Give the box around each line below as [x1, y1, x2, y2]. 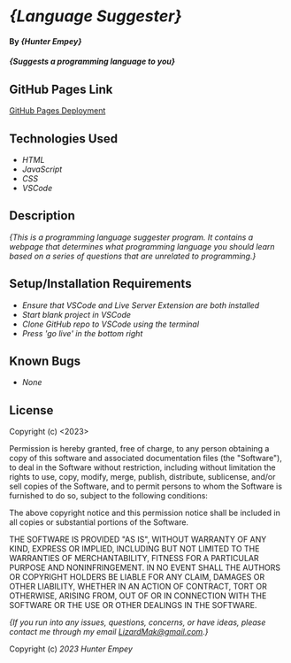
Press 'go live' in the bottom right [21, 328, 143, 338]
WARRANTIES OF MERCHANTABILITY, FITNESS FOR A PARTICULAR [9, 553, 259, 564]
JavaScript [21, 164, 63, 174]
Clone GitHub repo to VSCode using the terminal [21, 319, 200, 329]
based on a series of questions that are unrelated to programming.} [9, 251, 257, 261]
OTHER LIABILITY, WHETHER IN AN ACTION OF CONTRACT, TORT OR [9, 582, 267, 592]
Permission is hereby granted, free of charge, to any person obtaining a [9, 443, 270, 454]
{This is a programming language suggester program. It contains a [9, 232, 254, 243]
